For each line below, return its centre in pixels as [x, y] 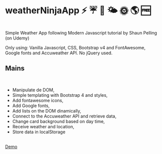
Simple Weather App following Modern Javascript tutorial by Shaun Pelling [81, 33]
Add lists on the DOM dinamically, [47, 111]
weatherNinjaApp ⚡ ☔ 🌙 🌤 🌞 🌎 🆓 [78, 11]
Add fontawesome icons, [38, 100]
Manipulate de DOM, [33, 90]
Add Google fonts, [31, 106]
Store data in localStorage [39, 132]
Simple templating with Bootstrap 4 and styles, [60, 95]
